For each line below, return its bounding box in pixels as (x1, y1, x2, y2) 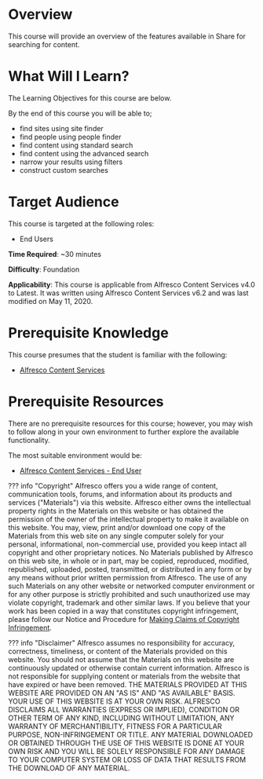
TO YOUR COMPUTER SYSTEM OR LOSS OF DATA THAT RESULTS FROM (8, 755, 247, 764)
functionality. (8, 435, 51, 444)
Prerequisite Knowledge (8, 324, 169, 342)
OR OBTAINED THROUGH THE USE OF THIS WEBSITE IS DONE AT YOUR (8, 738, 245, 748)
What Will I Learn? (8, 68, 130, 86)
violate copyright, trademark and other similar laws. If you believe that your (8, 598, 251, 607)
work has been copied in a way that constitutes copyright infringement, (8, 606, 239, 616)
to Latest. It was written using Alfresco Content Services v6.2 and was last (8, 288, 249, 298)
